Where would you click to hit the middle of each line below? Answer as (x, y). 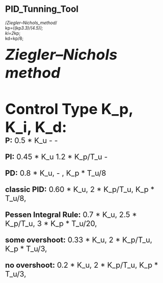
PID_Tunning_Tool (42, 9)
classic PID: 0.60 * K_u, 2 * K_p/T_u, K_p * (80, 189)
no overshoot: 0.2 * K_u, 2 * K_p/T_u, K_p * (82, 265)
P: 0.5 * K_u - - (31, 140)
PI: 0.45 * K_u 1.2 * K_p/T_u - (56, 157)
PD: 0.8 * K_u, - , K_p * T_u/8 (56, 173)
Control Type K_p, (69, 109)
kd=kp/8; (14, 38)
